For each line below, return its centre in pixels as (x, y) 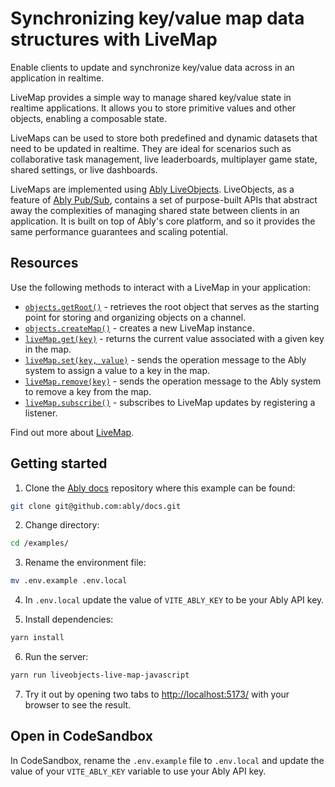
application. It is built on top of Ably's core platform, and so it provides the (163, 221)
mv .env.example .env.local (69, 581)
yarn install (37, 638)
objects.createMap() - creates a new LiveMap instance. (139, 328)
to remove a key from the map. (88, 391)
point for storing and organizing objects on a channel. (135, 317)
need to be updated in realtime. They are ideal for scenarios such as (151, 148)
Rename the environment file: (85, 563)
